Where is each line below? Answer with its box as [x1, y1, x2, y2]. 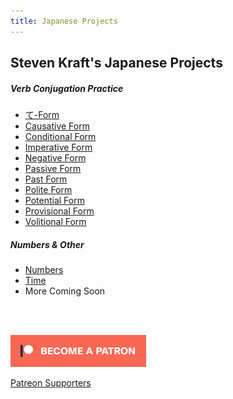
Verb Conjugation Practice [10, 82, 124, 94]
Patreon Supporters [10, 376, 92, 389]
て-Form [24, 108, 60, 120]
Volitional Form [24, 215, 87, 227]
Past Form [24, 173, 68, 185]
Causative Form [24, 120, 90, 132]
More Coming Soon [24, 285, 106, 297]
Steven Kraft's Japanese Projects [10, 55, 223, 72]
